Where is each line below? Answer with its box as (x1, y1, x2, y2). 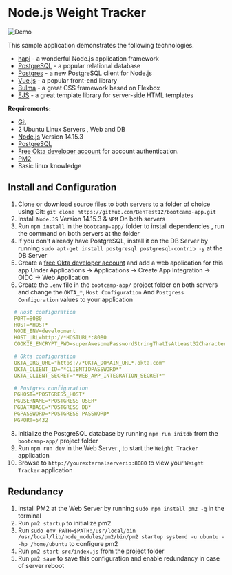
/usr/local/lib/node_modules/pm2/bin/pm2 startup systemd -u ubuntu (17, 533, 219, 541)
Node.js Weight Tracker (8, 5, 147, 21)
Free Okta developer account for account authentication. (17, 147, 179, 155)
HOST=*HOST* (14, 321, 49, 328)
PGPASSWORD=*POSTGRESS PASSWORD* (14, 410, 110, 417)
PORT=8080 (14, 315, 42, 322)
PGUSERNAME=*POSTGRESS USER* (14, 398, 98, 405)
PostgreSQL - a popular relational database (17, 61, 141, 70)
